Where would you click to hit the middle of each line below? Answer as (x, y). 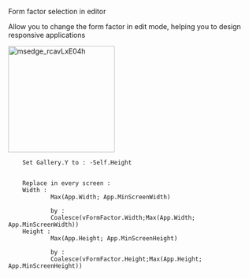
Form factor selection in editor (57, 11)
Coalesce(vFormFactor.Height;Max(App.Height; (126, 259)
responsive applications (47, 35)
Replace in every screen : (67, 183)
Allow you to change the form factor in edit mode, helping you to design (125, 26)
